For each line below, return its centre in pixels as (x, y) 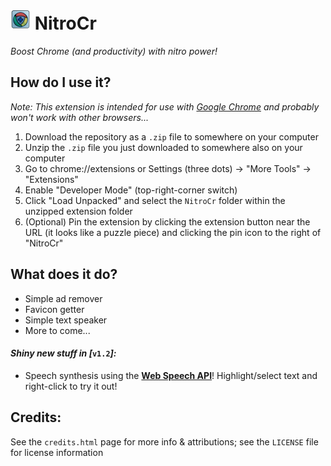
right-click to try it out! (71, 386)
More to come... (57, 330)
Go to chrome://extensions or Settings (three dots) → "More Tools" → (168, 168)
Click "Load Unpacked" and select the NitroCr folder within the (155, 200)
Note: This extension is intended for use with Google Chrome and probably (165, 106)
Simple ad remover (63, 298)
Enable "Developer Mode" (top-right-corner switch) (131, 190)
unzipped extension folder (78, 211)
